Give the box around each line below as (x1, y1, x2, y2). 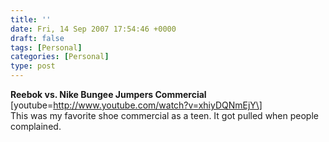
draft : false (10, 33, 65, 43)
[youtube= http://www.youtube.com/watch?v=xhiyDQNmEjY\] (10, 99, 263, 111)
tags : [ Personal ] (10, 42, 83, 53)
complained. (10, 121, 62, 132)
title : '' (10, 14, 52, 25)
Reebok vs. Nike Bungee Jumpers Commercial (10, 89, 207, 100)
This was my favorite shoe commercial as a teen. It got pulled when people (10, 110, 319, 121)
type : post (10, 61, 56, 71)
